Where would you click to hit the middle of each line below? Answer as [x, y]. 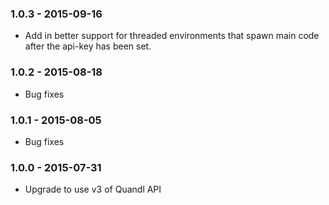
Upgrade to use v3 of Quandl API [93, 189]
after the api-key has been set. [88, 46]
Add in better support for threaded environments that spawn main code [172, 36]
